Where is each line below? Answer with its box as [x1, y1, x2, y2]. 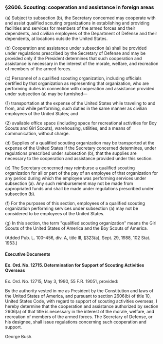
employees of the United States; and [5, 111, 78, 117]
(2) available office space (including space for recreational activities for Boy [5, 120, 157, 126]
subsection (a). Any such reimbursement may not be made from [5, 181, 133, 186]
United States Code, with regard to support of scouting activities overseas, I [5, 298, 157, 304]
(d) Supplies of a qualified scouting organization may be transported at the [5, 140, 155, 146]
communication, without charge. [5, 131, 70, 137]
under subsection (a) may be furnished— [5, 91, 88, 97]
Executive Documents [5, 251, 51, 257]
